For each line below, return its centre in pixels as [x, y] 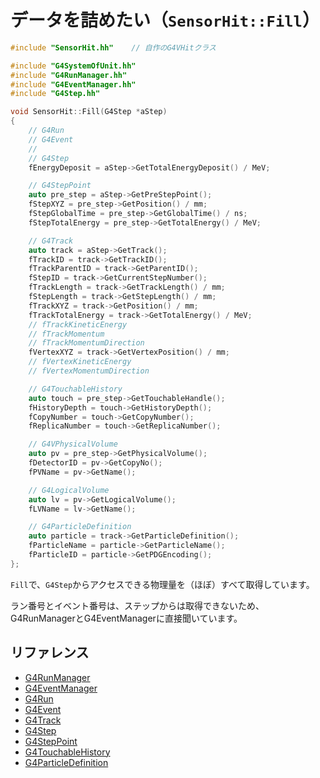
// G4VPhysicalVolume [73, 444]
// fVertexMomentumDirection [89, 371]
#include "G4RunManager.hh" [69, 75]
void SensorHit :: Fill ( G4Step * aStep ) [89, 112]
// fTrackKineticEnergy [78, 324]
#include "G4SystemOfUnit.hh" [73, 66]
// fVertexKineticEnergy [80, 362]
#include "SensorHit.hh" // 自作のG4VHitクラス [113, 47]
